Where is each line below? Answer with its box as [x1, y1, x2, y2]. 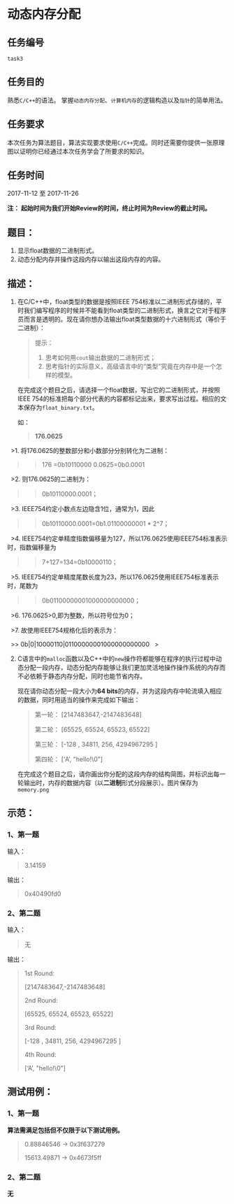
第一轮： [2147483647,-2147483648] [34, 710, 142, 719]
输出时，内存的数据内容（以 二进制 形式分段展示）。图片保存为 [23, 779, 198, 787]
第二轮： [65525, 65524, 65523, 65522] [34, 725, 150, 734]
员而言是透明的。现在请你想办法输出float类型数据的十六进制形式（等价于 [17, 315, 227, 324]
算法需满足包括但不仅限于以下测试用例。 [7, 1126, 124, 1134]
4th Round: [24, 1050, 57, 1059]
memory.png [17, 787, 50, 794]
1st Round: [24, 969, 54, 977]
